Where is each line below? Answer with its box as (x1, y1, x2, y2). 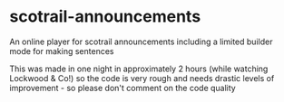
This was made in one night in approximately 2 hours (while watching (9, 63, 269, 74)
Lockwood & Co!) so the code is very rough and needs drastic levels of (9, 72, 275, 83)
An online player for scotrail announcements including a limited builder (9, 36, 273, 47)
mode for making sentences (9, 45, 114, 56)
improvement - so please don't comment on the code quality (9, 82, 236, 93)
